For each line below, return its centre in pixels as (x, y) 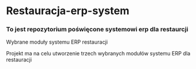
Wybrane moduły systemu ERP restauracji (57, 42)
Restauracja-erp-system (68, 11)
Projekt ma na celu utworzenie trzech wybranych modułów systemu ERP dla (98, 54)
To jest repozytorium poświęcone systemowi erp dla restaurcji (97, 29)
